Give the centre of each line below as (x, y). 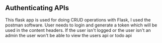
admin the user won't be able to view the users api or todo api (69, 35)
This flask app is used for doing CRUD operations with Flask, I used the (78, 20)
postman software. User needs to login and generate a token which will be (81, 25)
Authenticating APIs (37, 8)
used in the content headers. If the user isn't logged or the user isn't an (78, 30)
